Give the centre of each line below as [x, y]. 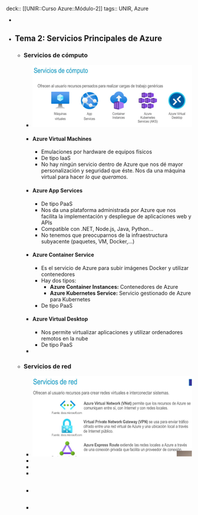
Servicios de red [47, 366]
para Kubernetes [70, 299]
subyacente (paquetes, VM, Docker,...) [88, 241]
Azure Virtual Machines [62, 139]
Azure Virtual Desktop [60, 319]
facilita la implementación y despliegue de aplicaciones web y [116, 216]
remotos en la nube [65, 338]
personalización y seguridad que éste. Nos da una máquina [113, 171]
